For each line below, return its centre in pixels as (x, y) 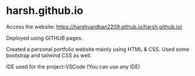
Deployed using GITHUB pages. (45, 38)
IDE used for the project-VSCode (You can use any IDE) (73, 66)
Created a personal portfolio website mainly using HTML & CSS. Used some (98, 49)
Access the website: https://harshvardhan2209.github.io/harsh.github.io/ (94, 27)
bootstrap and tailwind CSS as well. (49, 55)
